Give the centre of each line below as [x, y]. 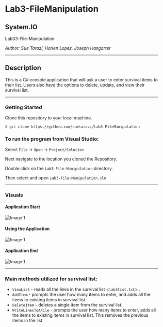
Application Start [23, 207]
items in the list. [28, 321]
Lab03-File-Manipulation [30, 38]
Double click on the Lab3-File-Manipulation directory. [59, 169]
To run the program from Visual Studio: [52, 139]
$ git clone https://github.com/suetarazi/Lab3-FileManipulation [72, 127]
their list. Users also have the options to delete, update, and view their [75, 85]
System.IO [21, 27]
